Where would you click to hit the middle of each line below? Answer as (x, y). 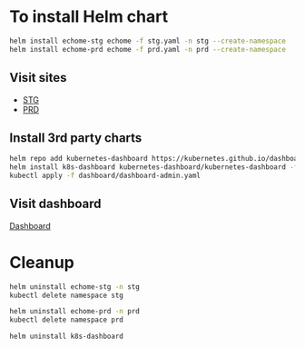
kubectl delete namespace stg (67, 295)
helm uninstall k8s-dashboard (67, 337)
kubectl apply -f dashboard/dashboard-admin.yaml (105, 176)
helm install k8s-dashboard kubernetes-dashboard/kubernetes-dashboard (148, 167)
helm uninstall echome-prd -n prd (75, 312)
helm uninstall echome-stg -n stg (75, 287)
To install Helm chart (89, 17)
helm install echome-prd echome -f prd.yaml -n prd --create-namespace (148, 49)
